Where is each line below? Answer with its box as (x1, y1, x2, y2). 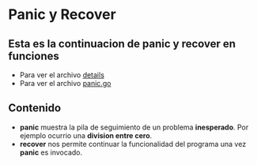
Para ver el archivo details (19, 70, 105, 80)
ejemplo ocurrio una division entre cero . (19, 130, 153, 140)
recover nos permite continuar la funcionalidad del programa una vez (19, 139, 247, 148)
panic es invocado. (19, 148, 83, 157)
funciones (8, 49, 59, 62)
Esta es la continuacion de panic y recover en (8, 37, 236, 51)
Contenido (8, 101, 62, 115)
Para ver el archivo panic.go (19, 79, 111, 88)
